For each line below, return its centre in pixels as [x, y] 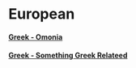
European [42, 14]
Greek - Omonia [36, 36]
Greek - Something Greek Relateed [68, 55]
